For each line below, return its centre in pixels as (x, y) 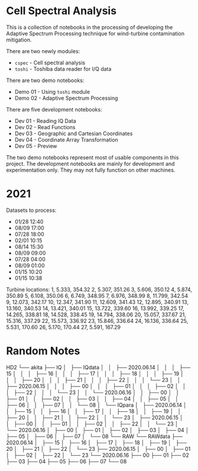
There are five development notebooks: (54, 109)
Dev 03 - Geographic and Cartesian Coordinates (74, 133)
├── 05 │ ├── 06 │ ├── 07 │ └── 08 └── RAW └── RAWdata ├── (95, 436)
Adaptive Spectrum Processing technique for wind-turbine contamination (95, 33)
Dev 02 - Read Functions (45, 127)
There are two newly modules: (43, 51)
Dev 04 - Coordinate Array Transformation (66, 139)
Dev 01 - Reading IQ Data (46, 121)
